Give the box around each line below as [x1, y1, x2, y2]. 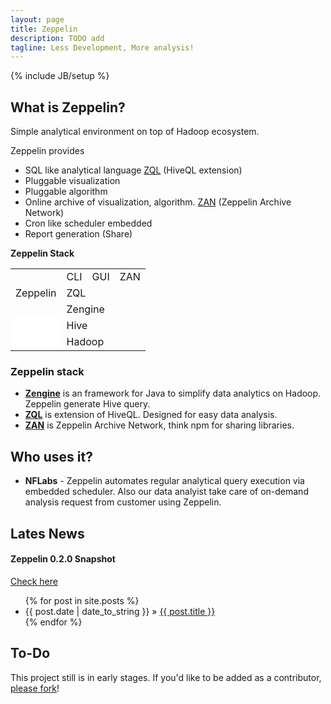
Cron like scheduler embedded [24, 217, 153, 230]
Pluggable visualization [24, 175, 121, 187]
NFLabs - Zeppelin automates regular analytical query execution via [24, 475, 305, 487]
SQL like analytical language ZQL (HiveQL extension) [24, 164, 243, 176]
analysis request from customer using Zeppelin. [24, 496, 222, 508]
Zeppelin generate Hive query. [24, 398, 151, 410]
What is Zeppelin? [10, 99, 126, 116]
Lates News [10, 525, 85, 542]
